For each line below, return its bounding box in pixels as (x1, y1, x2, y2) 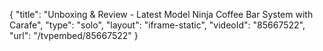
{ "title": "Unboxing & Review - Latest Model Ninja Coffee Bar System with (9, 9, 314, 20)
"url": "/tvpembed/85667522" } (9, 30, 139, 41)
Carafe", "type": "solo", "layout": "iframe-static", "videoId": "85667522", (9, 19, 306, 31)
